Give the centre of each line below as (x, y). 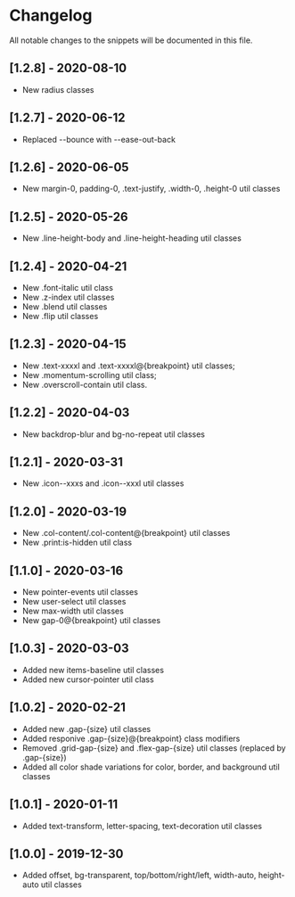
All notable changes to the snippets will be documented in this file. (131, 40)
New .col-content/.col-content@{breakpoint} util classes (126, 533)
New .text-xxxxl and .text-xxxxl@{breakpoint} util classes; (128, 366)
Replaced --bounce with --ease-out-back (99, 139)
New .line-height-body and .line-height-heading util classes (132, 238)
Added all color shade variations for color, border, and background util (151, 767)
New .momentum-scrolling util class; (90, 374)
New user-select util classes (74, 602)
